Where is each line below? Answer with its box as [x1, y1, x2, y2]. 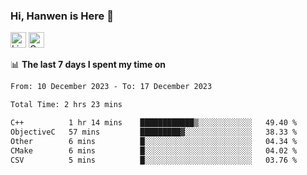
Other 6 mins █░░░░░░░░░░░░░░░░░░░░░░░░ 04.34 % [10, 136, 298, 146]
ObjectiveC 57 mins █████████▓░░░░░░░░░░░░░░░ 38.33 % [10, 127, 298, 137]
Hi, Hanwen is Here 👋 [10, 9, 114, 23]
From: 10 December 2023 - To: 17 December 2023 [10, 82, 213, 92]
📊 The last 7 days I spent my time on [10, 59, 167, 71]
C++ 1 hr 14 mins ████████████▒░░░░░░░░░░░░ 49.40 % [10, 118, 298, 128]
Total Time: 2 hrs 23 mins [10, 100, 123, 110]
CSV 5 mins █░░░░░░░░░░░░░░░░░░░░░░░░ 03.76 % [10, 155, 298, 165]
